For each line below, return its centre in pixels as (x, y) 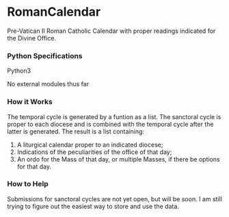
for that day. (34, 166)
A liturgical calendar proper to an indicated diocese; (90, 144)
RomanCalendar (54, 12)
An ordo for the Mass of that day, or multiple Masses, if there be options (118, 159)
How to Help (28, 184)
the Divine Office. (32, 38)
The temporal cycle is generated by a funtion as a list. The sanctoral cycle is (114, 116)
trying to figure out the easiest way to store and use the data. (93, 206)
